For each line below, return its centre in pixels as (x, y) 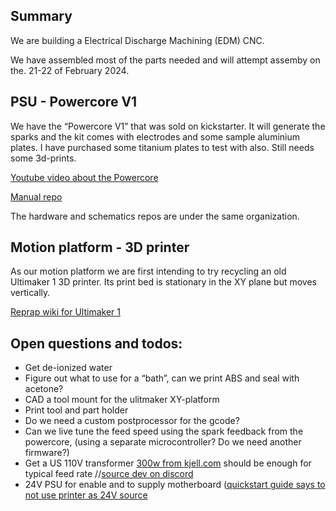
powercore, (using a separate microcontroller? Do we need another (163, 442)
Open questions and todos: (96, 343)
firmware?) (47, 453)
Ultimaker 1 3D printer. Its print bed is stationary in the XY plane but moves (163, 282)
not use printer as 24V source (86, 495)
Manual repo (36, 196)
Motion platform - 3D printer (100, 247)
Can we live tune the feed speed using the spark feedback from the (164, 431)
